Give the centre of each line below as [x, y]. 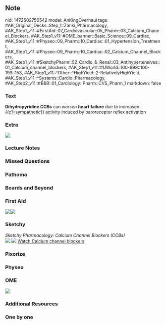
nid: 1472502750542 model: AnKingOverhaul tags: [57, 20]
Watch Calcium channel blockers [51, 241]
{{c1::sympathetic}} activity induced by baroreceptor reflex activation [76, 112]
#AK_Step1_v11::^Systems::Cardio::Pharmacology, [55, 78]
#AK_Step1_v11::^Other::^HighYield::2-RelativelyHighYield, [82, 72]
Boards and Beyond [29, 188]
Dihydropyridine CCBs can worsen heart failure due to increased [72, 107]
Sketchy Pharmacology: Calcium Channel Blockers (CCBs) [65, 235]
